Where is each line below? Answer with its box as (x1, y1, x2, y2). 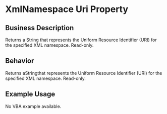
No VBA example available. (5, 103, 62, 109)
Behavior (5, 57, 34, 65)
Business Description (5, 24, 74, 32)
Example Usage (5, 90, 55, 98)
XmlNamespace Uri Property (5, 4, 129, 15)
